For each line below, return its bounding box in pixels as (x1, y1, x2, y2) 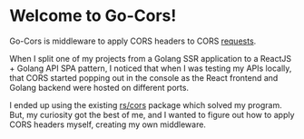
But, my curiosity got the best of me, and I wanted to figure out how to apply (9, 109, 295, 120)
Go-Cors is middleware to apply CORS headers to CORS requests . (9, 35, 257, 46)
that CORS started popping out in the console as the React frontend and (9, 72, 279, 83)
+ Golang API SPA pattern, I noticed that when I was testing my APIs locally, (9, 63, 292, 74)
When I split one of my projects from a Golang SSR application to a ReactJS (9, 53, 292, 64)
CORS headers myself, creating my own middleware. (9, 119, 207, 130)
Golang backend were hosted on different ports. (9, 82, 189, 93)
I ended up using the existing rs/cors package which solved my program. (9, 99, 283, 110)
